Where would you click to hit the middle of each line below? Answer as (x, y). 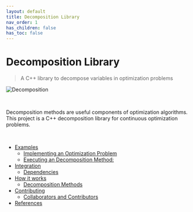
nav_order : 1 (22, 22)
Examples (26, 147)
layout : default (26, 11)
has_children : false (31, 28)
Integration (27, 166)
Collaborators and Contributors (61, 197)
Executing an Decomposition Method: (68, 160)
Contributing (30, 191)
